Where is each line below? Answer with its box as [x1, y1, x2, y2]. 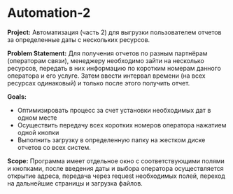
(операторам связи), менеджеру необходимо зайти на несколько [7, 56, 204, 64]
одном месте [17, 113, 57, 122]
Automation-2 [7, 5, 91, 21]
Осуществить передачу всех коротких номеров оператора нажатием [17, 120, 227, 129]
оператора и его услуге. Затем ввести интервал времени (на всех [7, 71, 206, 80]
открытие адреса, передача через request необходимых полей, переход [7, 172, 225, 180]
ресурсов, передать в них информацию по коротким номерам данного [7, 64, 222, 72]
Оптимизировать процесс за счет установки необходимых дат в [17, 106, 211, 114]
